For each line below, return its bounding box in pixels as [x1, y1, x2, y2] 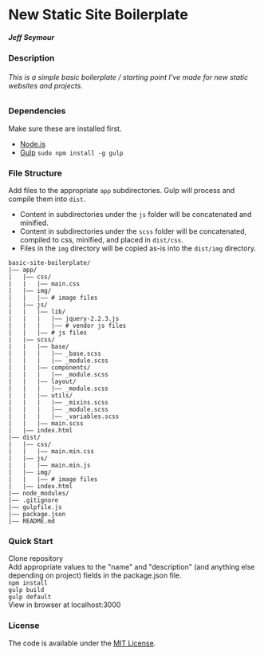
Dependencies [8, 105, 66, 116]
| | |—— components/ [8, 364, 91, 372]
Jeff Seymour [8, 32, 55, 41]
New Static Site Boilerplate [8, 6, 189, 24]
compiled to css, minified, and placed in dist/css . [19, 235, 183, 245]
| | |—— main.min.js [8, 461, 91, 470]
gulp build [8, 586, 45, 594]
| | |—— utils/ [8, 392, 73, 400]
